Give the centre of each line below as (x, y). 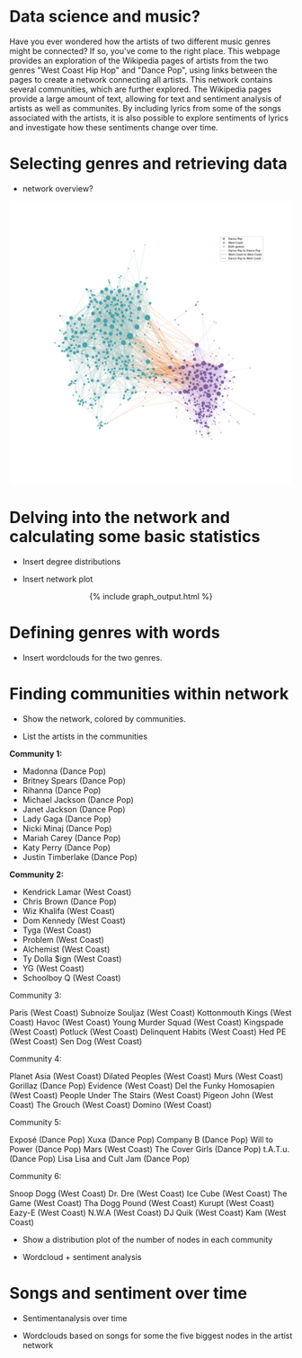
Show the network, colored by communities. (104, 719)
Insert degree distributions (71, 561)
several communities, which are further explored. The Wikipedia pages (140, 89)
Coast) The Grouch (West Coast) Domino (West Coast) (111, 1105)
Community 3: (36, 995)
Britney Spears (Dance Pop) (74, 780)
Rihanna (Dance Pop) (62, 790)
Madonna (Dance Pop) (64, 771)
